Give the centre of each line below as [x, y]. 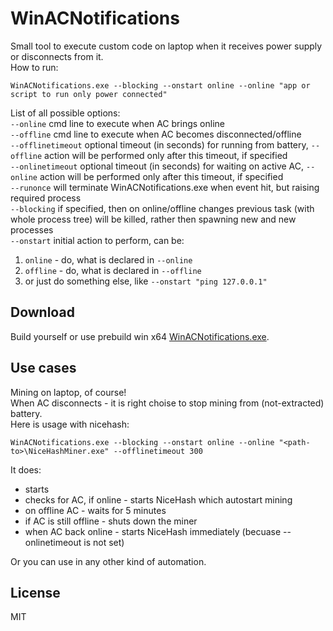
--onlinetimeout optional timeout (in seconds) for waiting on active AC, [157, 166]
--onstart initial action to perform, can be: [97, 240]
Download [42, 312]
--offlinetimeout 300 [158, 451]
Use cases [43, 368]
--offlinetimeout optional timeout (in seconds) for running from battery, [159, 144]
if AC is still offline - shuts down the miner [111, 521]
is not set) [104, 542]
